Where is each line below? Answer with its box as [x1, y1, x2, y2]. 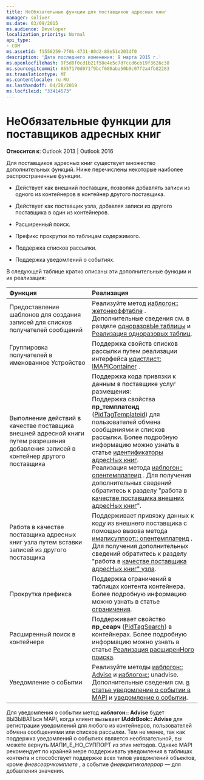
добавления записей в [9, 444, 76, 452]
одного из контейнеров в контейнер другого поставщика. [15, 190, 165, 198]
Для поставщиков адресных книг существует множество [6, 159, 156, 166]
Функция [9, 289, 37, 297]
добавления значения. [6, 767, 65, 774]
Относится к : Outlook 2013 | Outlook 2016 [6, 147, 114, 155]
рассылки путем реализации [92, 346, 178, 355]
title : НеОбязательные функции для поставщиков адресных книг [6, 9, 167, 15]
